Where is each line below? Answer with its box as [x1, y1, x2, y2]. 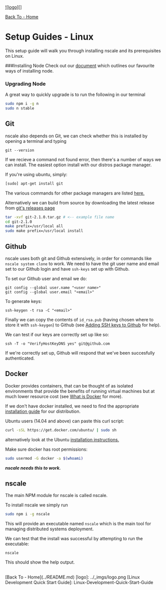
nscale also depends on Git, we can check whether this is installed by [5, 133, 148, 139]
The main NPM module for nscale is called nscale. [5, 492, 108, 498]
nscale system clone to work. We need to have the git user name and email [5, 261, 159, 267]
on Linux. [5, 53, 24, 59]
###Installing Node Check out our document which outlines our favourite [5, 62, 155, 69]
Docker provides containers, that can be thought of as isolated [5, 383, 133, 389]
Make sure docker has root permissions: [5, 446, 88, 452]
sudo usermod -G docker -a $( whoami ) [5, 456, 83, 461]
